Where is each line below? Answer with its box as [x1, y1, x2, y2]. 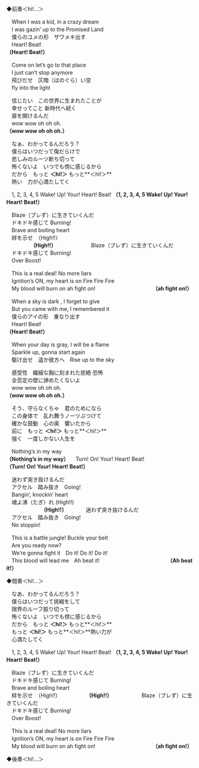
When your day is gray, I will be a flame [11, 341, 110, 348]
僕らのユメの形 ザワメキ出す [11, 33, 86, 41]
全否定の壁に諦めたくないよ [11, 376, 80, 384]
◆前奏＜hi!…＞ [6, 5, 44, 12]
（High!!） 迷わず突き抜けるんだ [43, 506, 139, 513]
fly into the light [11, 84, 51, 91]
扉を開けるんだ [11, 112, 49, 119]
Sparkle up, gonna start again [11, 349, 86, 356]
